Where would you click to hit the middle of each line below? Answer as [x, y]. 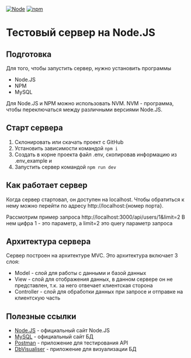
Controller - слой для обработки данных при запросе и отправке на [99, 292]
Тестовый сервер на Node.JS [81, 33]
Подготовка [29, 54]
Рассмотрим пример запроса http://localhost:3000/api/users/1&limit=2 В [95, 217]
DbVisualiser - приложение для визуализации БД [75, 349]
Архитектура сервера [48, 242]
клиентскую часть [37, 298]
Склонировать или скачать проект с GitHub [69, 142]
